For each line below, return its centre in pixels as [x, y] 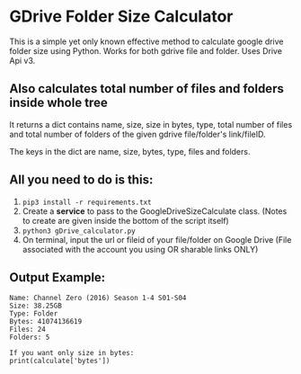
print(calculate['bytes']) [60, 361]
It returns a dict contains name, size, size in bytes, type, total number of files [151, 124]
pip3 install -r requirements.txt [87, 202]
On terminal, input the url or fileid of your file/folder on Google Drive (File [157, 239]
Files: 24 [28, 330]
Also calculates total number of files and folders [147, 89]
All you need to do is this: [81, 180]
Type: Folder [34, 314]
